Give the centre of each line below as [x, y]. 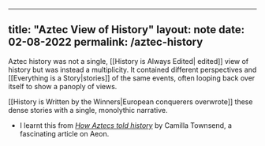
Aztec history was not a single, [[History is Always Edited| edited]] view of [129, 61]
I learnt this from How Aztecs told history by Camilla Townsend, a [126, 125]
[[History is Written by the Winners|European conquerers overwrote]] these [131, 101]
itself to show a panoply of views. [63, 86]
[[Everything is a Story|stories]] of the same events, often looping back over [132, 78]
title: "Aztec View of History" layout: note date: [127, 30]
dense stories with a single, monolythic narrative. [88, 110]
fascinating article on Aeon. [64, 133]
